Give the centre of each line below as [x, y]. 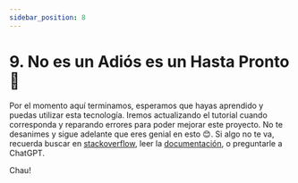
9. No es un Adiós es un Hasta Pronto [149, 61]
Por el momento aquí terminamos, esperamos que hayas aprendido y [136, 105]
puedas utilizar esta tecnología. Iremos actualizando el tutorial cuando [139, 115]
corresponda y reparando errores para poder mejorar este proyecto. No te [146, 124]
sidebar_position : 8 [48, 17]
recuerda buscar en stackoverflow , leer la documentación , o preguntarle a [146, 143]
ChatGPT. [27, 153]
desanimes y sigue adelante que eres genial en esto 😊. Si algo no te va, [142, 134]
